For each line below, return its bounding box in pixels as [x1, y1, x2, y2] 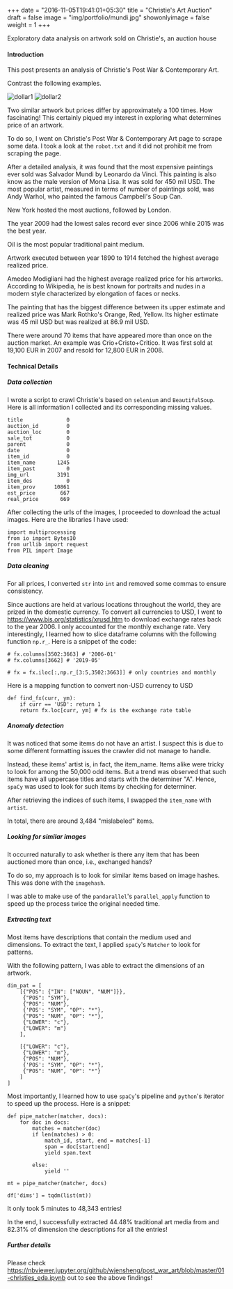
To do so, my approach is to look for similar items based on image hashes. [7, 871, 220, 879]
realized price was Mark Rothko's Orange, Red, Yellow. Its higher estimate [7, 310, 219, 319]
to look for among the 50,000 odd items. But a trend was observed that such [7, 767, 227, 775]
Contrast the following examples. [7, 79, 102, 88]
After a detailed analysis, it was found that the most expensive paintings [7, 163, 214, 171]
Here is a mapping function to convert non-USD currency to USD [7, 681, 193, 689]
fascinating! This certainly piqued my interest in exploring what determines [7, 114, 221, 122]
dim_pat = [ [7, 982, 42, 989]
